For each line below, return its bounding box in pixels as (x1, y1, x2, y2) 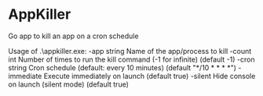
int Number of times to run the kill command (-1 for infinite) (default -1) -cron (8, 55, 255, 64)
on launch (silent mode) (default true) (8, 80, 130, 89)
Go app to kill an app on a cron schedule (8, 31, 139, 41)
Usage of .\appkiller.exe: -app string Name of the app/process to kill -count (8, 46, 252, 55)
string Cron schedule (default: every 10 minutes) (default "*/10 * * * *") (8, 62, 237, 72)
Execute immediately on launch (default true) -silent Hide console (43, 71, 256, 80)
